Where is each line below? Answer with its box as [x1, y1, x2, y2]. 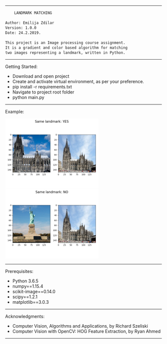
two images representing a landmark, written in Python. [5, 50, 126, 55]
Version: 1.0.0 [5, 25, 37, 30]
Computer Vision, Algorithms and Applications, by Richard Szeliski [12, 323, 148, 329]
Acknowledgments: [5, 314, 45, 320]
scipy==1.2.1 [12, 294, 38, 300]
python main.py [12, 94, 45, 100]
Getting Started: [5, 64, 38, 70]
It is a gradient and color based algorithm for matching [5, 45, 128, 50]
